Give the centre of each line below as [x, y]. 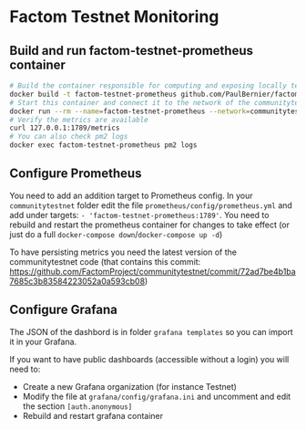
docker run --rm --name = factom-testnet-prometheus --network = [130, 111]
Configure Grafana [64, 310]
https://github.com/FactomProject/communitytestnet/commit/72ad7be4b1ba [153, 271]
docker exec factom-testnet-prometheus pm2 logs [103, 145]
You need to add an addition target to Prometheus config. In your [131, 195]
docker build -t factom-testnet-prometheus [93, 94]
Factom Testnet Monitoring [114, 17]
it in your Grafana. [43, 341]
